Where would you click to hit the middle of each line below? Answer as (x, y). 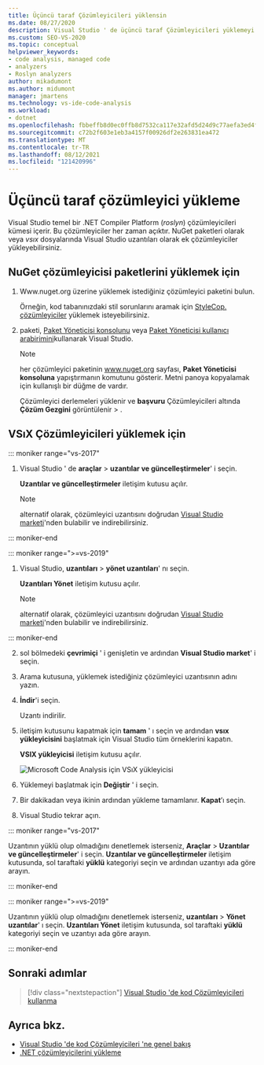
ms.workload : (29, 111)
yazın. (29, 685)
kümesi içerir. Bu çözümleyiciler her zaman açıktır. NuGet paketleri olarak (126, 231)
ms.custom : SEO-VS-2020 (47, 37)
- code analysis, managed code (59, 60)
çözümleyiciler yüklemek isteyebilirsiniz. (84, 315)
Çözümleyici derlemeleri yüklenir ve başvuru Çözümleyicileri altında (130, 401)
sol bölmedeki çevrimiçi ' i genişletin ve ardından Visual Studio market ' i (137, 653)
